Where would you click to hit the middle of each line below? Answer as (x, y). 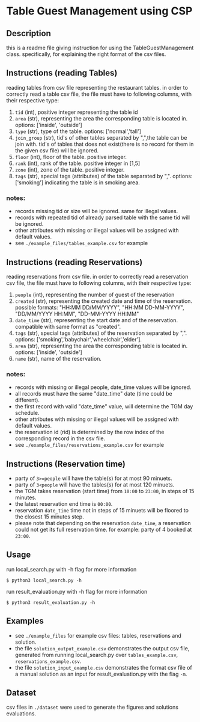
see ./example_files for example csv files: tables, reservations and (98, 635)
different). (27, 400)
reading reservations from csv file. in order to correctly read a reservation (97, 276)
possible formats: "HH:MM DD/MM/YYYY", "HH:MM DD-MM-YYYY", (99, 307)
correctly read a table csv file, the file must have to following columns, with (99, 94)
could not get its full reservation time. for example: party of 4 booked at (103, 530)
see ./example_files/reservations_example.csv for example (89, 445)
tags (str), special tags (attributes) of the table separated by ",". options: (104, 176)
